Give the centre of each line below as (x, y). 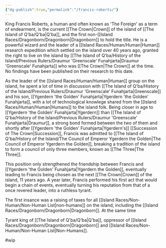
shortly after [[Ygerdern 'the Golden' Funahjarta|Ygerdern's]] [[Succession (81, 128)
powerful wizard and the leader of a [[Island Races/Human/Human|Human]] (83, 45)
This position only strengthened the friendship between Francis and (74, 164)
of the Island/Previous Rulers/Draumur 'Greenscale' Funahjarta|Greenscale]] (83, 91)
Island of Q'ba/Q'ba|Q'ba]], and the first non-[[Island (59, 34)
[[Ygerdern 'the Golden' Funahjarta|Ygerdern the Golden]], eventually (76, 169)
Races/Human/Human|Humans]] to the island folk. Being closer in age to (79, 107)
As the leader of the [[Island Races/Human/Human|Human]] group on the (80, 81)
